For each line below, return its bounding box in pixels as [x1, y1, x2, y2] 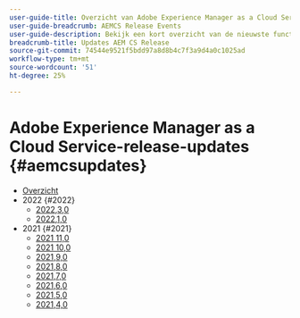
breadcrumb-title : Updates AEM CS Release [9, 38, 170, 47]
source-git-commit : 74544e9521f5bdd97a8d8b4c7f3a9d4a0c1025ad [9, 46, 246, 55]
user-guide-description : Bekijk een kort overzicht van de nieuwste [9, 29, 270, 38]
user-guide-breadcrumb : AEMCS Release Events [9, 21, 181, 30]
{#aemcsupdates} [9, 155, 147, 175]
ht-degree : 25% [9, 71, 66, 80]
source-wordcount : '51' [9, 63, 98, 72]
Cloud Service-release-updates [9, 136, 250, 156]
